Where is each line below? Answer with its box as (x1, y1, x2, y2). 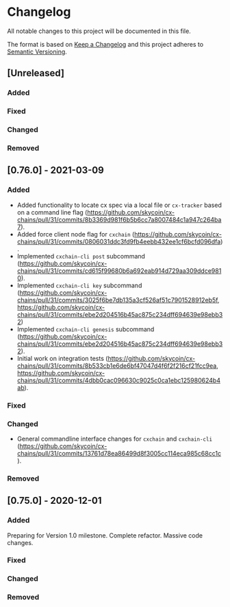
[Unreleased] (7, 67, 65, 79)
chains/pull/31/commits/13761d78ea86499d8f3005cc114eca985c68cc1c (16, 449, 221, 457)
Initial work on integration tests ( (16, 354, 108, 362)
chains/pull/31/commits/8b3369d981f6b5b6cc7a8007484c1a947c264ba (16, 215, 222, 223)
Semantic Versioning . (7, 47, 67, 56)
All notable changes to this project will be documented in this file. (7, 27, 192, 35)
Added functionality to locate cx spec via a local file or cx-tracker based (16, 201, 222, 209)
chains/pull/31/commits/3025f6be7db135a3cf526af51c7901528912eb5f (16, 296, 218, 304)
